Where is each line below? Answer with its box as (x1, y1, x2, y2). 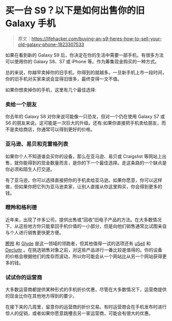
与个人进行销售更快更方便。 (5, 229, 64, 236)
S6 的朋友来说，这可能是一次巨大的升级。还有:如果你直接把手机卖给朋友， (5, 120, 162, 126)
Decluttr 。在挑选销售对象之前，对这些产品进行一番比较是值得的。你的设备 (5, 246, 163, 253)
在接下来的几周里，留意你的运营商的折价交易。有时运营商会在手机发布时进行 (5, 304, 167, 310)
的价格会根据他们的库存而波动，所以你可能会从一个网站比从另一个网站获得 (5, 253, 162, 259)
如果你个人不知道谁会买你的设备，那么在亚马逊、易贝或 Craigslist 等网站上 (5, 153, 162, 159)
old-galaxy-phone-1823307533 (17, 41, 84, 47)
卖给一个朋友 (5, 101, 37, 108)
